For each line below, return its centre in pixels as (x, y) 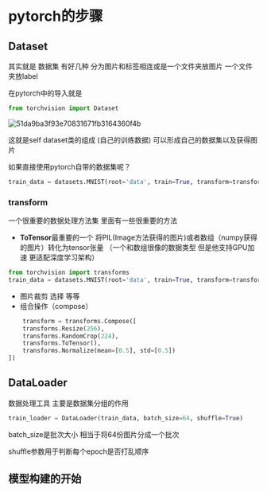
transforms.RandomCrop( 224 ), (71, 336)
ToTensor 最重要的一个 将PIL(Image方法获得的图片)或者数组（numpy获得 (139, 238)
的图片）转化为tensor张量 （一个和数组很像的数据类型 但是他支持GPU (133, 248)
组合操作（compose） (56, 306)
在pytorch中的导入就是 (45, 93)
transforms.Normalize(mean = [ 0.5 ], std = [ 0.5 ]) (99, 351)
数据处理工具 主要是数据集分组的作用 (68, 403)
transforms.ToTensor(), (62, 343)
